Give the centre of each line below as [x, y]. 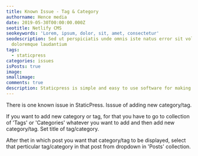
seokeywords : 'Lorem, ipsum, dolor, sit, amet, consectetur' [83, 34]
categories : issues [30, 61]
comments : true [25, 83]
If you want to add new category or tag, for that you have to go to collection [98, 116]
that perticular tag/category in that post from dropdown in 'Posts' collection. [99, 146]
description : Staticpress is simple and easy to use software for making [99, 88]
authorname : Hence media [37, 17]
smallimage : [21, 77]
